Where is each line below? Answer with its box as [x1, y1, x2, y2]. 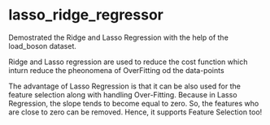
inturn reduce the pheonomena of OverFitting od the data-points [8, 65, 225, 75]
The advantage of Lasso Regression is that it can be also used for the [8, 81, 242, 91]
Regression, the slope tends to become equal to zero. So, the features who [8, 98, 259, 108]
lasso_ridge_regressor [8, 6, 164, 24]
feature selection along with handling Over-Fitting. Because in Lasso [8, 89, 237, 99]
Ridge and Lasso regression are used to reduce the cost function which [8, 57, 248, 67]
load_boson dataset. [8, 41, 77, 50]
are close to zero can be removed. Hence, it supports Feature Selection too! [8, 107, 263, 117]
